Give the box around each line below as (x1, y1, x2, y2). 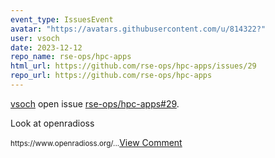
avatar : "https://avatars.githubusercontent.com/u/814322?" (10, 24, 267, 34)
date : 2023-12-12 (10, 42, 83, 53)
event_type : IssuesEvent (10, 14, 114, 25)
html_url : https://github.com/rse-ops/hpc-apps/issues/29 (10, 61, 257, 71)
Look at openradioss (10, 117, 95, 129)
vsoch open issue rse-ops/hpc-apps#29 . (10, 97, 180, 110)
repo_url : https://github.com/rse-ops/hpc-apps (10, 71, 213, 81)
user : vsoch (10, 33, 60, 43)
